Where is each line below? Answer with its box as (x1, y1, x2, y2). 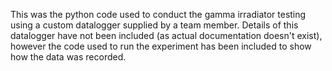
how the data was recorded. (10, 51, 127, 63)
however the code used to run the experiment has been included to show (10, 40, 312, 52)
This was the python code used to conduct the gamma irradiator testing (10, 9, 307, 20)
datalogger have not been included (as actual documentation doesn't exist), (10, 30, 323, 41)
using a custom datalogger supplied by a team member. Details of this (10, 19, 299, 31)
